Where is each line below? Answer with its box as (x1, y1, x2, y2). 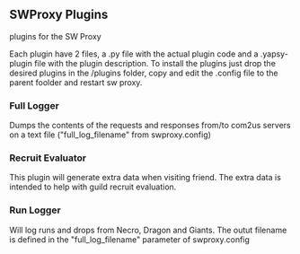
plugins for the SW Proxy (9, 31, 101, 41)
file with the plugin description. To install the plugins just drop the (34, 57, 277, 68)
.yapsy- (260, 48, 289, 59)
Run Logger (9, 204, 61, 216)
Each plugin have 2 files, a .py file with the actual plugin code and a (9, 48, 259, 59)
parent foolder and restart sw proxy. (9, 76, 143, 88)
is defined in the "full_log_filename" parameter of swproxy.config (9, 233, 250, 245)
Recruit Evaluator (9, 152, 87, 164)
